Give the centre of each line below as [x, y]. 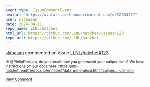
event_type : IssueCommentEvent [38, 10]
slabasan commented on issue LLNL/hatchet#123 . [58, 52]
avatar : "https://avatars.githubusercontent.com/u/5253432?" [71, 15]
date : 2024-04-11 [24, 24]
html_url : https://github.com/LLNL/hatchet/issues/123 [65, 33]
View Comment [19, 79]
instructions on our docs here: [32, 66]
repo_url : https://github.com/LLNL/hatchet [52, 38]
